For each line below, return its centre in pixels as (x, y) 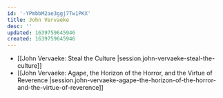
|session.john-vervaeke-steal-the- (166, 58)
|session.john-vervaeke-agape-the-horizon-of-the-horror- (133, 80)
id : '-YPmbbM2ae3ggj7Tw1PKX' (49, 13)
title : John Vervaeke (38, 20)
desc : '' (20, 26)
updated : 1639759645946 (41, 33)
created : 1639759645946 (41, 39)
